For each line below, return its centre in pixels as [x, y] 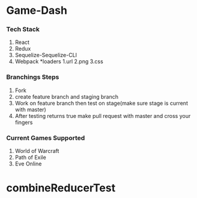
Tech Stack [23, 29]
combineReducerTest [61, 188]
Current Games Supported [46, 138]
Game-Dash [37, 11]
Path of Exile [30, 158]
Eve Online [28, 164]
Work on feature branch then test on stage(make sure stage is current [101, 103]
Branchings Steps [33, 77]
